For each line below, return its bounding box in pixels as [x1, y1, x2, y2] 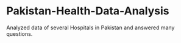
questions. [6, 30, 33, 37]
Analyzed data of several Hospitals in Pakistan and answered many [6, 24, 175, 31]
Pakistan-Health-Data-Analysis [6, 4, 169, 18]
